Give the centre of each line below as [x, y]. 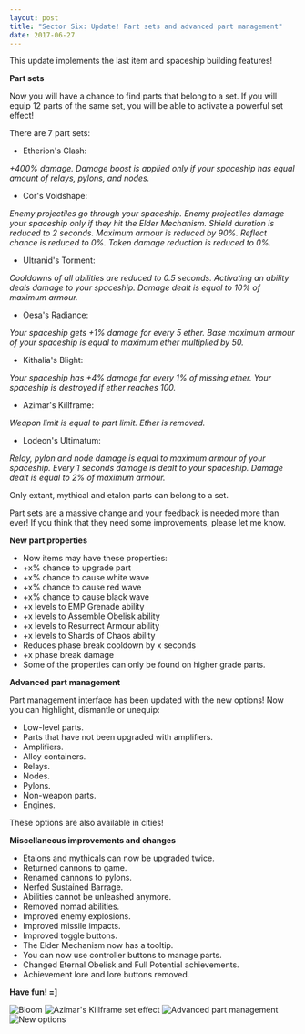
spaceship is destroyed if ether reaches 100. [93, 388]
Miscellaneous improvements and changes [92, 841]
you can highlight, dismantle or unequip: [85, 710]
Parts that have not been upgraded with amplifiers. [118, 737]
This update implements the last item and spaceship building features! [141, 61]
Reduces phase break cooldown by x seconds [109, 645]
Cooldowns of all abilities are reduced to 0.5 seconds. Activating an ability [149, 278]
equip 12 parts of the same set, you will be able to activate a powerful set [147, 106]
